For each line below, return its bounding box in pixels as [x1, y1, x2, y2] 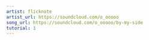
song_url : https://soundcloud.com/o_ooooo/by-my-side [6, 19, 144, 25]
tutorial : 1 [6, 25, 36, 31]
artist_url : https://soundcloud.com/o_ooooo [6, 14, 119, 20]
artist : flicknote [6, 8, 52, 15]
